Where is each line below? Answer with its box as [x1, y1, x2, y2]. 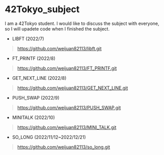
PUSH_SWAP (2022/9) [12, 95, 59, 101]
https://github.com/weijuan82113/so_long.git [17, 144, 110, 150]
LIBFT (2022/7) [12, 36, 44, 42]
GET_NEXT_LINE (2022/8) [12, 75, 67, 81]
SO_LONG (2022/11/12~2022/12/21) [12, 134, 86, 140]
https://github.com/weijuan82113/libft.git [17, 45, 102, 51]
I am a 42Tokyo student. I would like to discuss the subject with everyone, [5, 20, 159, 26]
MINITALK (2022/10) [12, 114, 55, 120]
